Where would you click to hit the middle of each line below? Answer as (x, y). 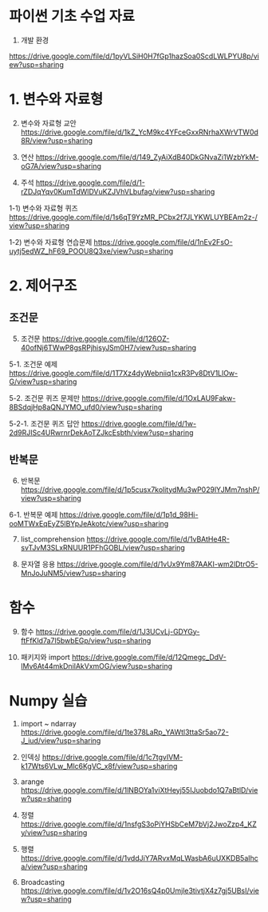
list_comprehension (53, 539)
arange (32, 782)
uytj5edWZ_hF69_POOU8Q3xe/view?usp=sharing (91, 251)
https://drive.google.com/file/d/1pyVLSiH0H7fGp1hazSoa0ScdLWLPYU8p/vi (134, 56)
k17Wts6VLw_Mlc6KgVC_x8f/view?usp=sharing (99, 766)
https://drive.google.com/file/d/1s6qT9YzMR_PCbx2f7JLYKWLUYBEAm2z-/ (133, 217)
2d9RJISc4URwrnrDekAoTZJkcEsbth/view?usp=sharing (101, 432)
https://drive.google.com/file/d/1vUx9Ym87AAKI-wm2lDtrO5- (158, 564)
